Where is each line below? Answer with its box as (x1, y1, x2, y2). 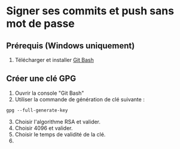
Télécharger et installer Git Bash (14, 57, 94, 63)
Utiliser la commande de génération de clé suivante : (14, 95, 145, 103)
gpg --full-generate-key (6, 107, 68, 113)
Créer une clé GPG (6, 73, 77, 84)
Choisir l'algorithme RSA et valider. (14, 118, 100, 125)
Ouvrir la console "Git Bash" (14, 89, 84, 97)
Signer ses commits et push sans (6, 4, 175, 18)
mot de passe (6, 17, 75, 30)
